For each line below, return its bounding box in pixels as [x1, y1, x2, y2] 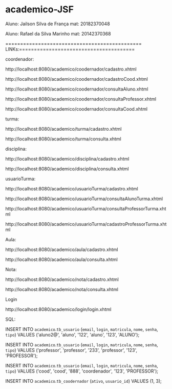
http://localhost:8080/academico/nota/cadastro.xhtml [5, 276, 119, 282]
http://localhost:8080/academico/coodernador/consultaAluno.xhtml [5, 86, 148, 92]
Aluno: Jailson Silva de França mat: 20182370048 [5, 21, 110, 27]
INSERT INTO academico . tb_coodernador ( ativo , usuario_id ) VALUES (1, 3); [5, 378, 162, 384]
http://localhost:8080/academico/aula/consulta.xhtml [5, 256, 118, 262]
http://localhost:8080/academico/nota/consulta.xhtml [5, 286, 119, 292]
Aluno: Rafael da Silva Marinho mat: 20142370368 [5, 30, 111, 37]
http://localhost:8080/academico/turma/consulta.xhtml [5, 135, 121, 142]
